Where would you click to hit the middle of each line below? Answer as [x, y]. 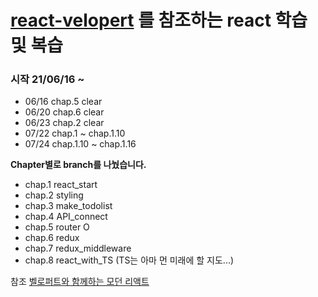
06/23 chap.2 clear [64, 123]
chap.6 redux [52, 238]
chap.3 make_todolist [68, 206]
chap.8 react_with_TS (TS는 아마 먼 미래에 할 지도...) [129, 260]
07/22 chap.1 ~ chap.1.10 [75, 133]
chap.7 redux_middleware [78, 248]
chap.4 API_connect [66, 217]
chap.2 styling [54, 195]
